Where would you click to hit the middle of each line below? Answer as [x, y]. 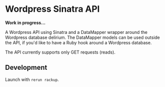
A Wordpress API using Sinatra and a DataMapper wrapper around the [76, 32]
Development [26, 68]
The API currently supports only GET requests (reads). [60, 52]
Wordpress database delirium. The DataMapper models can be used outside [82, 37]
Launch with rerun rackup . [32, 79]
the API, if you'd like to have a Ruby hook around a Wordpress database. [78, 42]
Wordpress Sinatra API [52, 9]
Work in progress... [25, 23]
